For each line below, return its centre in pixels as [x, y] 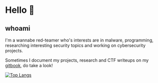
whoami [18, 28]
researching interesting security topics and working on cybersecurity [75, 45]
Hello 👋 [20, 10]
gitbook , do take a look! [29, 65]
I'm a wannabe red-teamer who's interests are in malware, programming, [79, 40]
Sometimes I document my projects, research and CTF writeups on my [77, 60]
